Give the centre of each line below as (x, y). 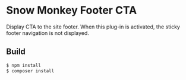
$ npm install (24, 65)
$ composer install (30, 71)
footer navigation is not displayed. (48, 33)
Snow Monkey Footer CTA (72, 10)
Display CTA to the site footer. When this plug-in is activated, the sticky (93, 27)
